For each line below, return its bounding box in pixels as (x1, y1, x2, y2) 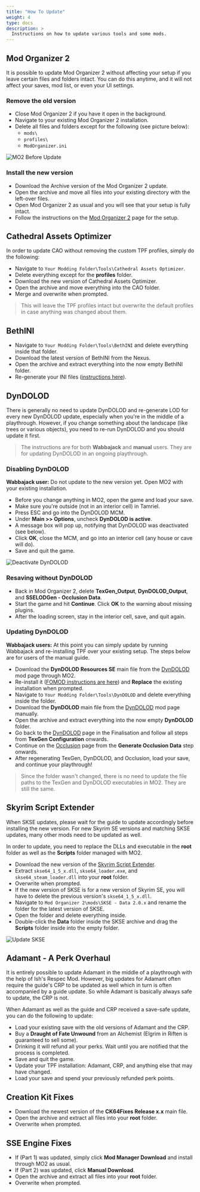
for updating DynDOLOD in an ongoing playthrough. (20, 450, 149, 457)
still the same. (20, 785, 56, 792)
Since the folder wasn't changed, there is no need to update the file (20, 772, 187, 779)
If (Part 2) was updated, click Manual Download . (14, 1167, 136, 1174)
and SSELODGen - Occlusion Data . (14, 593, 103, 601)
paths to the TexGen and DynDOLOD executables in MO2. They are (20, 779, 186, 786)
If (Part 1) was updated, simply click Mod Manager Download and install (14, 1154, 193, 1161)
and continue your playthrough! (14, 761, 93, 768)
